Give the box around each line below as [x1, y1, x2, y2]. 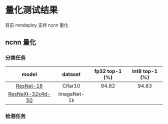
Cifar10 [62, 82, 80, 89]
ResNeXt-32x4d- [8, 90, 51, 97]
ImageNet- [58, 90, 85, 97]
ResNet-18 [15, 82, 43, 89]
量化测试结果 [5, 4, 58, 16]
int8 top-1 [131, 67, 157, 74]
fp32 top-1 [94, 67, 122, 74]
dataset [61, 70, 81, 77]
